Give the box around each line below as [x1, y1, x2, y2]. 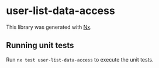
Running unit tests [6, 40, 74, 50]
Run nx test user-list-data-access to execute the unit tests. [6, 56, 154, 63]
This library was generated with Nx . [6, 23, 92, 30]
